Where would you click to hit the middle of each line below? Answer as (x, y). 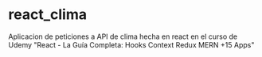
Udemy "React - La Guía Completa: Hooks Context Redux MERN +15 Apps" (131, 44)
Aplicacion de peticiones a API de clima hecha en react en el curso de (123, 36)
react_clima (48, 15)
